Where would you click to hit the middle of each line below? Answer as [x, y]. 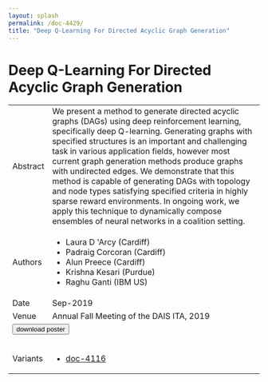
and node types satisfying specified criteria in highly [150, 191]
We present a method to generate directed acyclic [145, 111]
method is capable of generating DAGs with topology [151, 181]
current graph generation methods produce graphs [147, 161]
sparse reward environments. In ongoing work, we [146, 201]
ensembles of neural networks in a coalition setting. [148, 221]
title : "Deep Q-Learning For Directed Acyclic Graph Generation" [119, 30]
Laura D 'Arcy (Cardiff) [108, 242]
